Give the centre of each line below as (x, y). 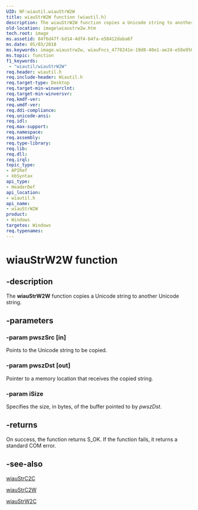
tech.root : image (27, 34)
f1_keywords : (22, 61)
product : (17, 215)
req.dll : (17, 154)
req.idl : (17, 121)
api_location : (24, 192)
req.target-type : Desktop (38, 83)
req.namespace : (25, 132)
